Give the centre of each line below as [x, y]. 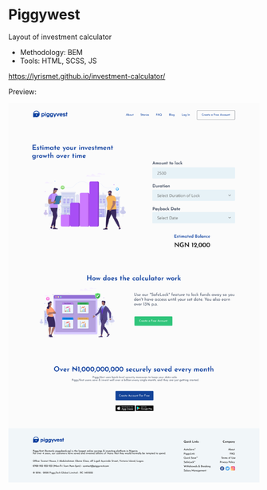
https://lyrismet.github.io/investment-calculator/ [87, 76]
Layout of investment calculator [60, 37]
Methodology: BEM [51, 52]
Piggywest [45, 15]
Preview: [23, 91]
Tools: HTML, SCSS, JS [58, 61]
